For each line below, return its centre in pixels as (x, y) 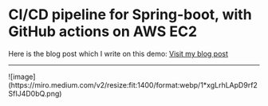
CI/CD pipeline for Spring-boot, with (130, 15)
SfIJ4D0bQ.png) (35, 93)
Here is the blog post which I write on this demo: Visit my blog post (118, 53)
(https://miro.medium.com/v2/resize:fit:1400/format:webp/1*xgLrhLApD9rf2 (133, 84)
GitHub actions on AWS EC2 (103, 31)
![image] (22, 77)
